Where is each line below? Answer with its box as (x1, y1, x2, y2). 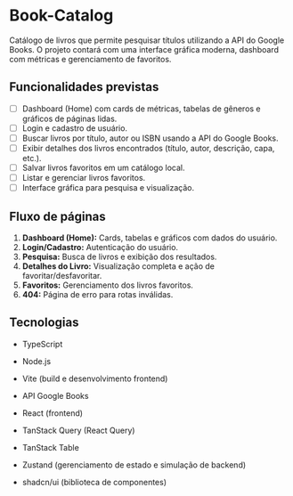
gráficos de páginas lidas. (21, 113, 118, 124)
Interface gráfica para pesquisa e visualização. (21, 183, 194, 193)
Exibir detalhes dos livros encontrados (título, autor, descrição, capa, (21, 142, 275, 153)
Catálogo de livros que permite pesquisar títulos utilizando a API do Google (9, 35, 285, 45)
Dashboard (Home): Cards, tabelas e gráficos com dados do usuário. (21, 232, 278, 243)
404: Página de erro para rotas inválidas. (21, 289, 174, 299)
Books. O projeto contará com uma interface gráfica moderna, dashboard (9, 44, 279, 54)
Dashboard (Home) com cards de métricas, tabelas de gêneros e (21, 103, 261, 114)
